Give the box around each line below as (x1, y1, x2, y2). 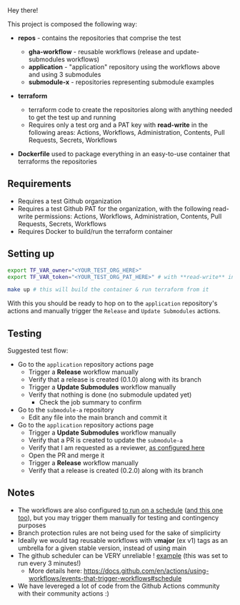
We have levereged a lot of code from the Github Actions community (17, 581, 220, 590)
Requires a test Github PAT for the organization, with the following (17, 204, 212, 213)
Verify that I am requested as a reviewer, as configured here (28, 444, 205, 452)
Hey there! (7, 6, 39, 14)
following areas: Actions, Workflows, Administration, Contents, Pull (28, 128, 225, 136)
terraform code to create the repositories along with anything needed (28, 106, 233, 113)
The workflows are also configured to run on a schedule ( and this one (17, 506, 224, 514)
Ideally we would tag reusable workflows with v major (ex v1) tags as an (17, 536, 229, 544)
